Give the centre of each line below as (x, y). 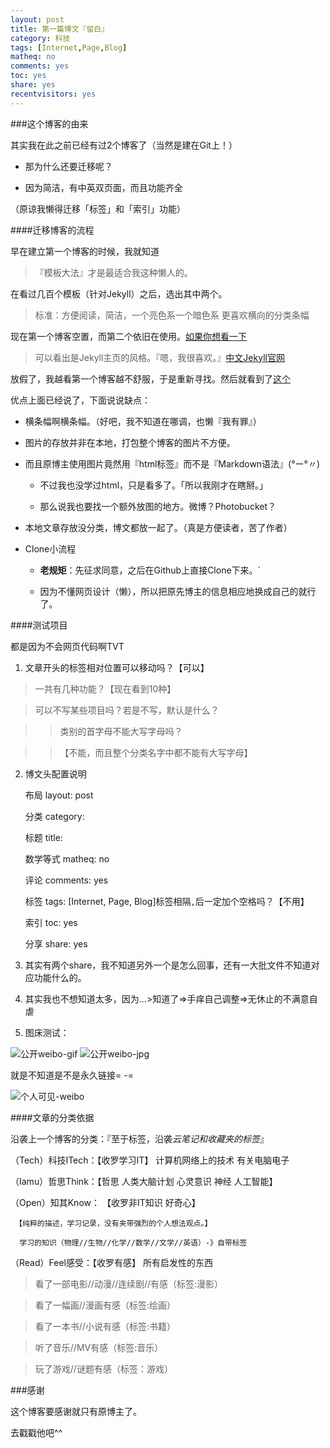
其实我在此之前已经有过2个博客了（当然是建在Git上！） (124, 145)
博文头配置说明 (55, 773)
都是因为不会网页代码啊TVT (67, 646)
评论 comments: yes (66, 880)
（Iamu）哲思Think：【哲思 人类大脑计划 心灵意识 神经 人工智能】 (144, 1181)
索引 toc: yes (51, 922)
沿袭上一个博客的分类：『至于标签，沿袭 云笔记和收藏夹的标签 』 (139, 1138)
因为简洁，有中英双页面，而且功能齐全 (103, 187)
